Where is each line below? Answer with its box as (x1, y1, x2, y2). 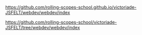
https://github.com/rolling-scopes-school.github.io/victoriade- (5, 4, 137, 10)
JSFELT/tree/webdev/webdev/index (5, 24, 80, 30)
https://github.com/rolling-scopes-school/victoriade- (5, 19, 117, 25)
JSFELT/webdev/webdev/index (5, 9, 70, 15)
